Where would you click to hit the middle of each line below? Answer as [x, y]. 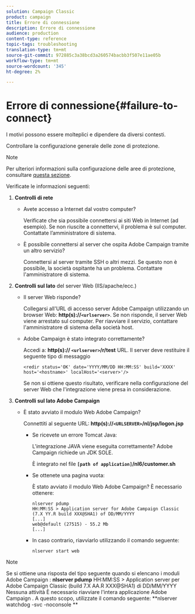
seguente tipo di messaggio [57, 357]
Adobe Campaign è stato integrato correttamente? [84, 339]
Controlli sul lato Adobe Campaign [57, 401]
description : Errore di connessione [51, 28]
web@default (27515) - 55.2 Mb [70, 524]
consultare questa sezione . [39, 175]
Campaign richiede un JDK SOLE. [72, 452]
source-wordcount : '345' [36, 66]
